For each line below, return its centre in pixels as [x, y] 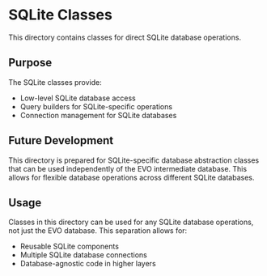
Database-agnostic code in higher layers [88, 264]
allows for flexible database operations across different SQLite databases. [131, 177]
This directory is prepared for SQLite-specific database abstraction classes [134, 160]
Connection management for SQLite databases [98, 115]
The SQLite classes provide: [55, 82]
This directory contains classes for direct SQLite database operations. [125, 37]
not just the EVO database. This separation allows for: [98, 231]
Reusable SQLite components [70, 246]
